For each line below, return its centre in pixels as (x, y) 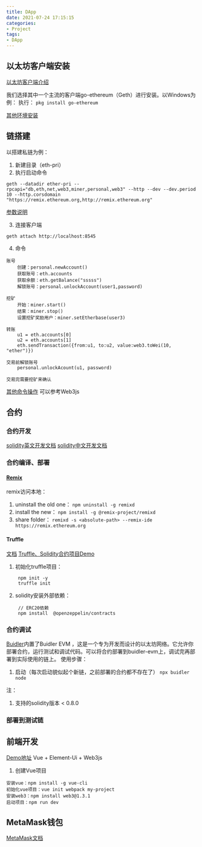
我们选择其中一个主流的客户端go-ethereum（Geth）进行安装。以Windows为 (101, 95)
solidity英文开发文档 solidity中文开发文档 (57, 446)
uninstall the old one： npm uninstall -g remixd (75, 504)
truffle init (34, 583)
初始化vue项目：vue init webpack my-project (60, 789)
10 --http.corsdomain (34, 195)
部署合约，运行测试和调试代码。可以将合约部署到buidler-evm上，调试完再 (98, 651)
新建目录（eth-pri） (40, 165)
